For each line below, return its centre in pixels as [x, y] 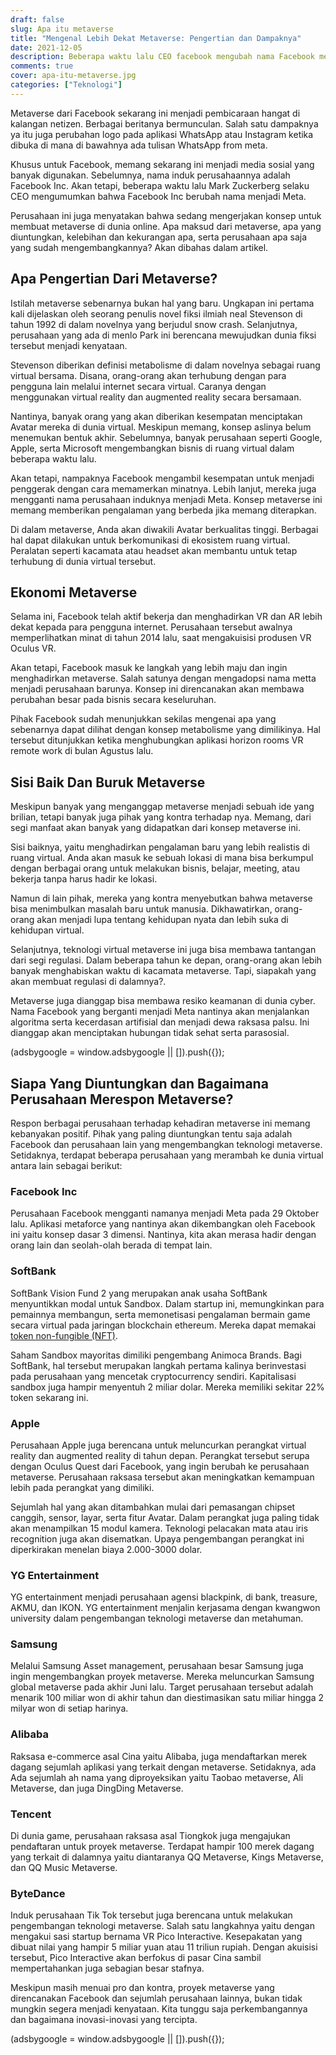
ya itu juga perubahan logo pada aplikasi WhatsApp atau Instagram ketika [162, 134]
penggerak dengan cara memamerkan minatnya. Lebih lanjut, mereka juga [163, 488]
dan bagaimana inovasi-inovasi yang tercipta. [104, 2020]
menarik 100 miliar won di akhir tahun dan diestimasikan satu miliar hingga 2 [167, 1698]
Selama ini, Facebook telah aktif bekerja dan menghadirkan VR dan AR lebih [166, 617]
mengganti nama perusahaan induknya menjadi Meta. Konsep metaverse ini [166, 499]
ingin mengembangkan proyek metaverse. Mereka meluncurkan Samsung [162, 1677]
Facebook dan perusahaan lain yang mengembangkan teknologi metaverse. [166, 1144]
